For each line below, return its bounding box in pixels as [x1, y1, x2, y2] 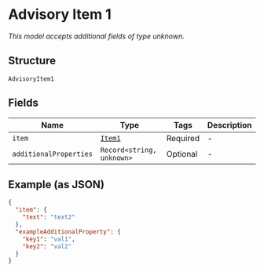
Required [166, 132, 200, 143]
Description [207, 119, 252, 130]
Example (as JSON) [8, 178, 104, 191]
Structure [8, 54, 57, 67]
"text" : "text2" [22, 213, 76, 221]
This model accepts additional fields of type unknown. [8, 31, 185, 41]
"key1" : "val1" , [22, 235, 76, 243]
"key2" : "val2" [22, 242, 72, 250]
